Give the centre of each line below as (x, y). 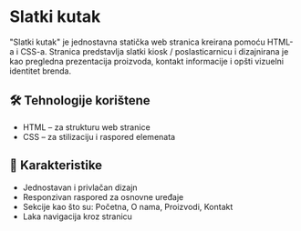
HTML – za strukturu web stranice (86, 127)
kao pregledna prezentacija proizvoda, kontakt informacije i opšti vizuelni (147, 61)
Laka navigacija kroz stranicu (77, 216)
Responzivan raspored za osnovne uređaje (103, 196)
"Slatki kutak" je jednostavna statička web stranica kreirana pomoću (138, 42)
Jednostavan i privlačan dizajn (80, 187)
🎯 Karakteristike (56, 166)
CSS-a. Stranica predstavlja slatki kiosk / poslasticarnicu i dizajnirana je (155, 51)
